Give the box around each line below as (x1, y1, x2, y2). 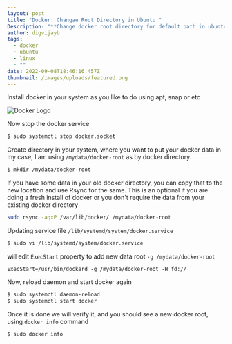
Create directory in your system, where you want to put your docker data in (7, 145, 222, 154)
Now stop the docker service (7, 120, 90, 128)
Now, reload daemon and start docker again (7, 277, 133, 286)
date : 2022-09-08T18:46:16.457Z (7, 68, 100, 74)
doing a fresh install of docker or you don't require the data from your (7, 194, 205, 202)
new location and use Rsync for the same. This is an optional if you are (7, 186, 209, 194)
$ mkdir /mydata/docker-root (7, 166, 91, 173)
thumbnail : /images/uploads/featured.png (7, 74, 128, 81)
